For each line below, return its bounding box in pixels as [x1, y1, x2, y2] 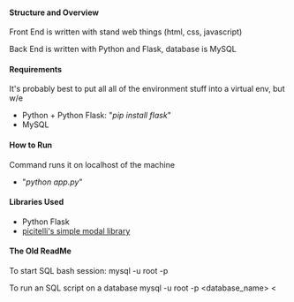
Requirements [9, 64, 63, 74]
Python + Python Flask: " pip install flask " [21, 110, 172, 121]
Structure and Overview [9, 7, 100, 18]
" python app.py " [21, 177, 83, 187]
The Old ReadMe [9, 245, 72, 256]
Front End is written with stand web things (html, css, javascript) [9, 26, 243, 37]
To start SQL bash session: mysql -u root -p [9, 266, 169, 276]
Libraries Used [9, 197, 64, 208]
